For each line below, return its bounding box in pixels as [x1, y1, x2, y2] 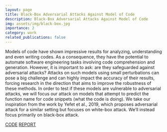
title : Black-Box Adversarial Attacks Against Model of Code [5, 12, 135, 17]
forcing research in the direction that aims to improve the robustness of [5, 80, 152, 86]
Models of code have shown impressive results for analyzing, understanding [5, 48, 162, 55]
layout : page [5, 7, 32, 12]
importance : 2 [5, 26, 35, 31]
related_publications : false [5, 35, 66, 40]
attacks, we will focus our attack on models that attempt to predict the [5, 90, 149, 97]
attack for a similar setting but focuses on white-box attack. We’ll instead [5, 106, 155, 112]
